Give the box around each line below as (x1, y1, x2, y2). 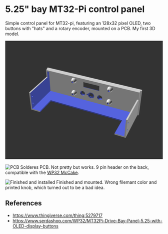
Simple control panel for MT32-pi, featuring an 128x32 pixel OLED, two (5, 20, 151, 26)
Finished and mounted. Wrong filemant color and (56, 179, 157, 185)
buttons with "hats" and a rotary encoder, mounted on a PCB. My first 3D (5, 25, 156, 31)
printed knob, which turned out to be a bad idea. (5, 184, 105, 190)
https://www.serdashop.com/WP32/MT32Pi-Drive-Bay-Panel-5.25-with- (12, 217, 162, 223)
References (5, 199, 42, 207)
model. (5, 31, 19, 37)
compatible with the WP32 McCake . (5, 169, 79, 175)
